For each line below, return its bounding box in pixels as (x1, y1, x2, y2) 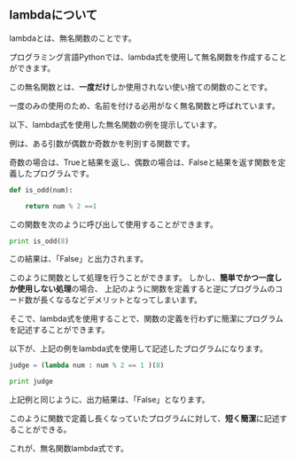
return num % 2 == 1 (25, 201, 97, 210)
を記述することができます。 (9, 325, 110, 335)
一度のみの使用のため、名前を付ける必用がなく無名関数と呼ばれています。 (9, 100, 281, 111)
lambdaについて (9, 7, 98, 23)
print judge (9, 377, 53, 387)
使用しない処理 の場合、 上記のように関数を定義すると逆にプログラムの (16, 284, 276, 294)
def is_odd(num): (9, 185, 74, 194)
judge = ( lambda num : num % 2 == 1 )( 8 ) (9, 361, 165, 370)
